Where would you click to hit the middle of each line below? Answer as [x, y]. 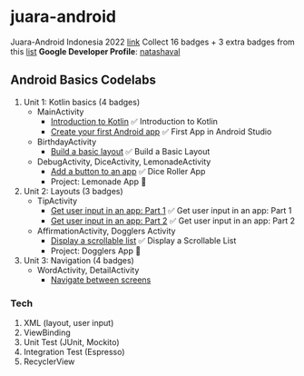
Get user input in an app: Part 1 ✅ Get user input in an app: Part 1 [171, 210]
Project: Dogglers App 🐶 [96, 251]
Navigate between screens [101, 280]
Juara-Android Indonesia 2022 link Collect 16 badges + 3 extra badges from [153, 42]
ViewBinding [47, 332]
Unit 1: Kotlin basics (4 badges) [82, 102]
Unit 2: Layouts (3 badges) [73, 191]
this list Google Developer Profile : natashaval [95, 51]
